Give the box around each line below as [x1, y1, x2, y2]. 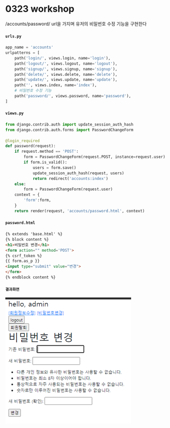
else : [14, 181, 27, 187]
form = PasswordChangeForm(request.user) [23, 187, 113, 192]
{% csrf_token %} [5, 253, 42, 258]
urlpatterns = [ [5, 50, 40, 55]
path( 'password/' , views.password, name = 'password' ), [14, 93, 131, 99]
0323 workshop [5, 3, 75, 15]
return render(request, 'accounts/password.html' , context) [14, 208, 145, 213]
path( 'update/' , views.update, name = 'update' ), [14, 77, 117, 83]
